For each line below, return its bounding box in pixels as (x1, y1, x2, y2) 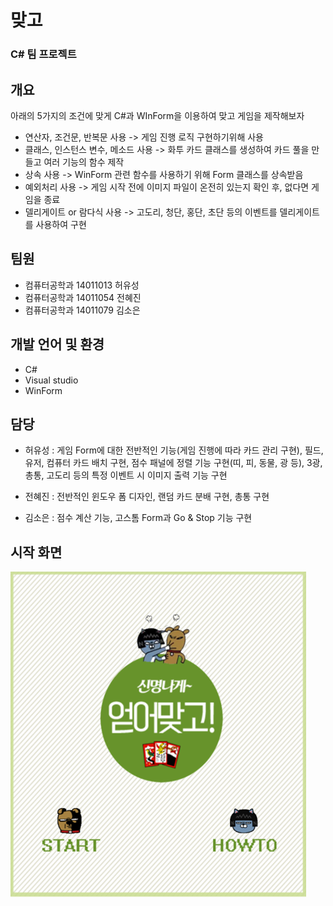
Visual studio (24, 374, 79, 386)
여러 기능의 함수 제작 (43, 156, 125, 168)
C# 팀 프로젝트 (10, 47, 77, 61)
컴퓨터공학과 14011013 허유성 (24, 279, 140, 291)
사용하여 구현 (35, 218, 87, 230)
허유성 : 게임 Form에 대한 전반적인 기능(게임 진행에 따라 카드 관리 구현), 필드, (24, 444, 324, 456)
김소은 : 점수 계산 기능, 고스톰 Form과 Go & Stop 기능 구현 (24, 512, 253, 524)
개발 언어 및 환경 (10, 336, 105, 353)
